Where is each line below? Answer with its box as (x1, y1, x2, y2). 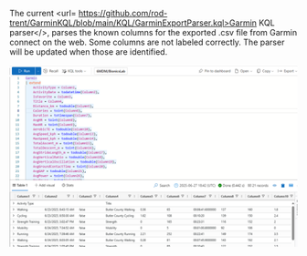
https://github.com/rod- (78, 8, 168, 18)
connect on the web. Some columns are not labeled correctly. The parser (9, 36, 285, 47)
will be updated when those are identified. (9, 46, 168, 57)
